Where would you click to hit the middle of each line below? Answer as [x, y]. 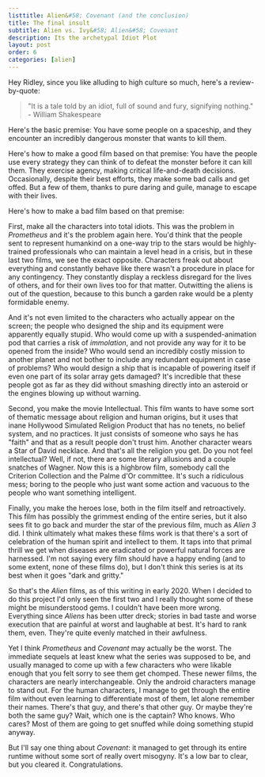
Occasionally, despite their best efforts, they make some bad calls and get [129, 178]
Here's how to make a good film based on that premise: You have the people [133, 153]
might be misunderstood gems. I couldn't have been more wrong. [115, 608]
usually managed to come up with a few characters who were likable [120, 665]
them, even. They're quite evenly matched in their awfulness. [108, 632]
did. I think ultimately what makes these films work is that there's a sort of [128, 533]
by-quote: [24, 90]
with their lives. [33, 196]
